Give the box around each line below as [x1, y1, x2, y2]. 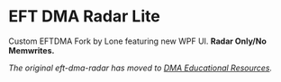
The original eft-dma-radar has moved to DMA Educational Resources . [8, 62, 273, 73]
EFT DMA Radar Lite [8, 6, 161, 27]
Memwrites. [8, 45, 55, 55]
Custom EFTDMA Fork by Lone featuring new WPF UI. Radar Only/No [8, 36, 267, 46]
